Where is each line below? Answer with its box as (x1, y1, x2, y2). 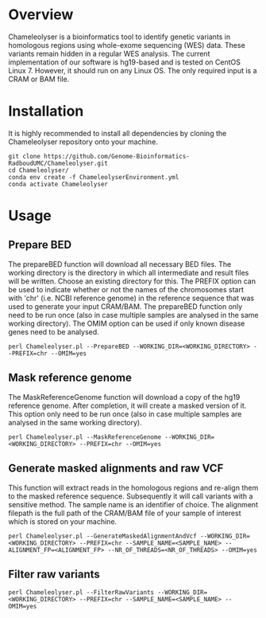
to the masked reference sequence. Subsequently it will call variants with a (8, 491, 253, 501)
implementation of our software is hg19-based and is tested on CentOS (8, 57, 241, 67)
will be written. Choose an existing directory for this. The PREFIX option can (8, 276, 256, 286)
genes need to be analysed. (8, 327, 99, 336)
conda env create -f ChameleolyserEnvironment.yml (8, 173, 179, 181)
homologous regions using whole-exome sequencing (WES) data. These (8, 40, 246, 49)
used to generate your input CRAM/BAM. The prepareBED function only (8, 301, 243, 311)
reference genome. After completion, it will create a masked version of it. (8, 401, 247, 410)
